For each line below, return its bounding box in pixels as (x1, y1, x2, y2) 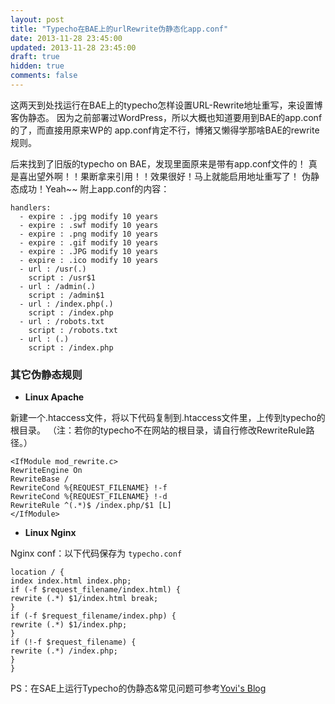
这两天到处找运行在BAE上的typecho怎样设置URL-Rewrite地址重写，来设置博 (10, 99, 323, 111)
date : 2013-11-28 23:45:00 (10, 33, 123, 43)
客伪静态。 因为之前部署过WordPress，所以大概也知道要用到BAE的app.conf (10, 111, 323, 123)
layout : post (10, 14, 65, 25)
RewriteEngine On (10, 466, 83, 476)
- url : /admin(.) (19, 281, 97, 291)
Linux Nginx (24, 527, 77, 539)
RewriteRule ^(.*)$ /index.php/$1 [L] (10, 501, 172, 511)
